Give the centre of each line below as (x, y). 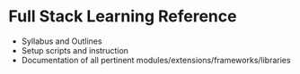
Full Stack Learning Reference (123, 16)
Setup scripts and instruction (75, 50)
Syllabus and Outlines (62, 41)
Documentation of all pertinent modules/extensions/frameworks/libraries (156, 60)
